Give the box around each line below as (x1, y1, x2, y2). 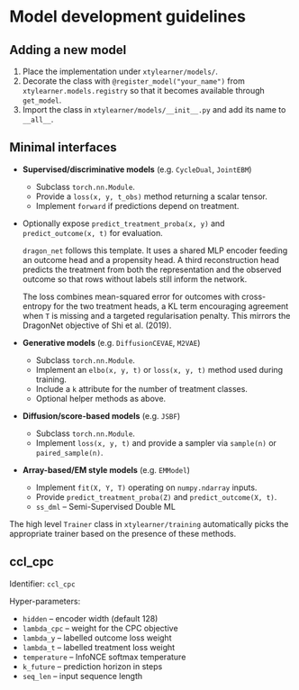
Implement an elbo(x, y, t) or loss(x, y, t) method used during (35, 364, 284, 375)
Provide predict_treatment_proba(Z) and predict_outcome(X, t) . (35, 491, 277, 502)
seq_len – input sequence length (22, 670, 143, 681)
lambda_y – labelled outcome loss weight (22, 632, 172, 643)
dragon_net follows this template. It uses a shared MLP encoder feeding (22, 245, 288, 256)
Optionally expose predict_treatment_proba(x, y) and (22, 218, 225, 229)
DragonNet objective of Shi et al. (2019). (22, 320, 172, 331)
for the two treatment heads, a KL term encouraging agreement (53, 300, 289, 312)
